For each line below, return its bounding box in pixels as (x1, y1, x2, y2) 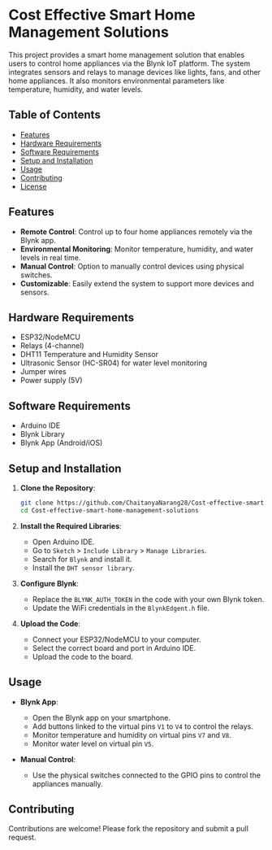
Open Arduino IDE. (32, 537, 95, 547)
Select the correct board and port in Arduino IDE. (32, 643, 196, 652)
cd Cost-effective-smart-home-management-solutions (19, 506, 199, 514)
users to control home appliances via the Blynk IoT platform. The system (8, 59, 250, 68)
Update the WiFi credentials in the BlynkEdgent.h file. (32, 603, 209, 612)
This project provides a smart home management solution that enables (8, 50, 245, 59)
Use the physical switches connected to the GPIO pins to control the (32, 770, 261, 780)
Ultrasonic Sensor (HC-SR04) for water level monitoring (19, 358, 208, 368)
